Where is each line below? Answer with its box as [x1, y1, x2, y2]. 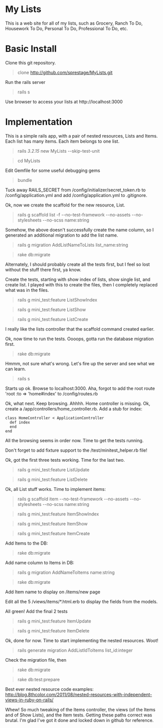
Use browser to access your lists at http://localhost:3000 [5, 98, 123, 105]
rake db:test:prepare [17, 676, 60, 682]
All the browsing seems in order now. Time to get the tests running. [5, 437, 144, 443]
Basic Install [5, 43, 57, 55]
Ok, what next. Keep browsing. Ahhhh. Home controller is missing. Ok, [5, 400, 150, 406]
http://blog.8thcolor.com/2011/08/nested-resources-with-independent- [5, 691, 152, 697]
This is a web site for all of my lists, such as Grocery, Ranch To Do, [5, 20, 143, 26]
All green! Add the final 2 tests [5, 608, 68, 614]
